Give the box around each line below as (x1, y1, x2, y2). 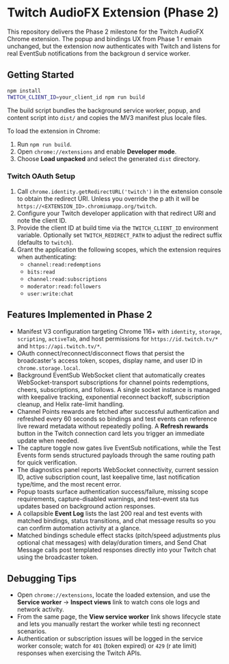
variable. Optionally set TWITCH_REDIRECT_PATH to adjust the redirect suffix (16, 231, 222, 239)
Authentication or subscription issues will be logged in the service (16, 635, 203, 643)
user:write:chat (27, 290, 74, 297)
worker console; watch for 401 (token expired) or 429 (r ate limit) (16, 642, 197, 650)
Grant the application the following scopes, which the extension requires (16, 245, 221, 254)
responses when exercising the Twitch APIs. (16, 649, 142, 657)
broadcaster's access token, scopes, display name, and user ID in (16, 356, 203, 365)
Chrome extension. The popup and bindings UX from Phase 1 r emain (7, 34, 202, 42)
